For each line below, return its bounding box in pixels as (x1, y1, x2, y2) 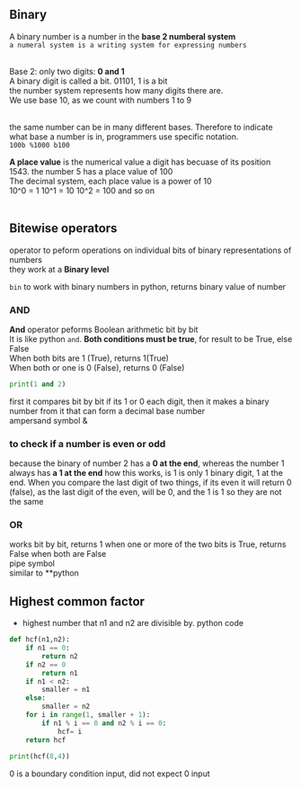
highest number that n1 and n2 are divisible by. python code (22, 618, 244, 629)
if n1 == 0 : (25, 643, 70, 653)
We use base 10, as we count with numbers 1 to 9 (9, 94, 191, 105)
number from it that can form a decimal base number (9, 405, 206, 416)
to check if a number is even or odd (9, 437, 166, 450)
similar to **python (9, 568, 79, 578)
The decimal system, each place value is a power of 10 (9, 175, 213, 186)
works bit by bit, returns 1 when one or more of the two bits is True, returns (9, 539, 287, 550)
